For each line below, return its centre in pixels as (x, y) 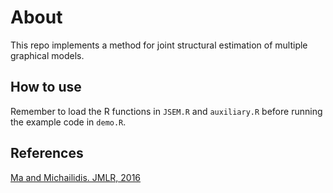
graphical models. (47, 55)
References (47, 153)
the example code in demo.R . (68, 122)
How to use (46, 87)
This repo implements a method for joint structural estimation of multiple (159, 45)
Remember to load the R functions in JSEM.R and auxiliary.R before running (166, 111)
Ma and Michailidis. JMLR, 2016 (76, 177)
